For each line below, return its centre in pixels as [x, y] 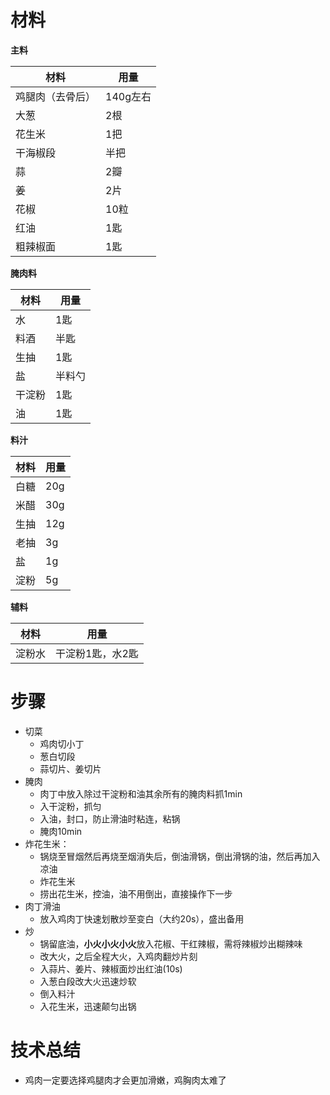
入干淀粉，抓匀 [70, 806]
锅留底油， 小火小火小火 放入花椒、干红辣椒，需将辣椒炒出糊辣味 [171, 943]
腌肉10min [61, 831]
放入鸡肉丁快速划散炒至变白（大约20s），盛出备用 [142, 918]
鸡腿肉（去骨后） [56, 96]
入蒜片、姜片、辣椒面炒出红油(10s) [111, 968]
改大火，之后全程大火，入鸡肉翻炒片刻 [118, 956]
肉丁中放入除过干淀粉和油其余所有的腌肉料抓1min [141, 793]
